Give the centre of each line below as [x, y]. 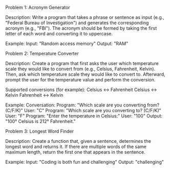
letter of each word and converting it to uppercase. [59, 34]
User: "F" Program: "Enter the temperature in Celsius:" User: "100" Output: [84, 116]
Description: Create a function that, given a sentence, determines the [78, 141]
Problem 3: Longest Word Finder [40, 131]
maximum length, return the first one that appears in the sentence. [75, 152]
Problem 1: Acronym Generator [38, 7]
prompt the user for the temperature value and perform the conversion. [80, 80]
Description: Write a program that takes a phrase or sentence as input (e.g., [85, 17]
